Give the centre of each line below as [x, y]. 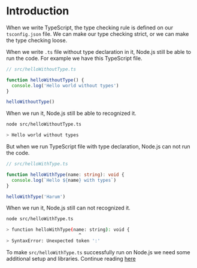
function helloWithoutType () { [45, 80]
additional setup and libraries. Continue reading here [71, 258]
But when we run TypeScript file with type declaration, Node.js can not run [98, 147]
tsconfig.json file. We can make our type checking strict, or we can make [98, 33]
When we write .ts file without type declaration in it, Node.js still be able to [99, 51]
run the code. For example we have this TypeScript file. [74, 58]
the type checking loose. [37, 40]
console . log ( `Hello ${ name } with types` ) [64, 180]
